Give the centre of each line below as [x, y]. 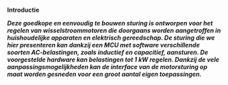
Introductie [23, 10]
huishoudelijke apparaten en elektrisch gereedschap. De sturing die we [111, 38]
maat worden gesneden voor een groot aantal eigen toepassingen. [104, 74]
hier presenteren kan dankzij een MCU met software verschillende [103, 45]
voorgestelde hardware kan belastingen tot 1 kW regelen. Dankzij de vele [113, 60]
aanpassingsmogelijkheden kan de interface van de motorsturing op [107, 67]
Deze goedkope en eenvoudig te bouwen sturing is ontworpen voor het [110, 23]
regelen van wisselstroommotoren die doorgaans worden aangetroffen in [114, 31]
